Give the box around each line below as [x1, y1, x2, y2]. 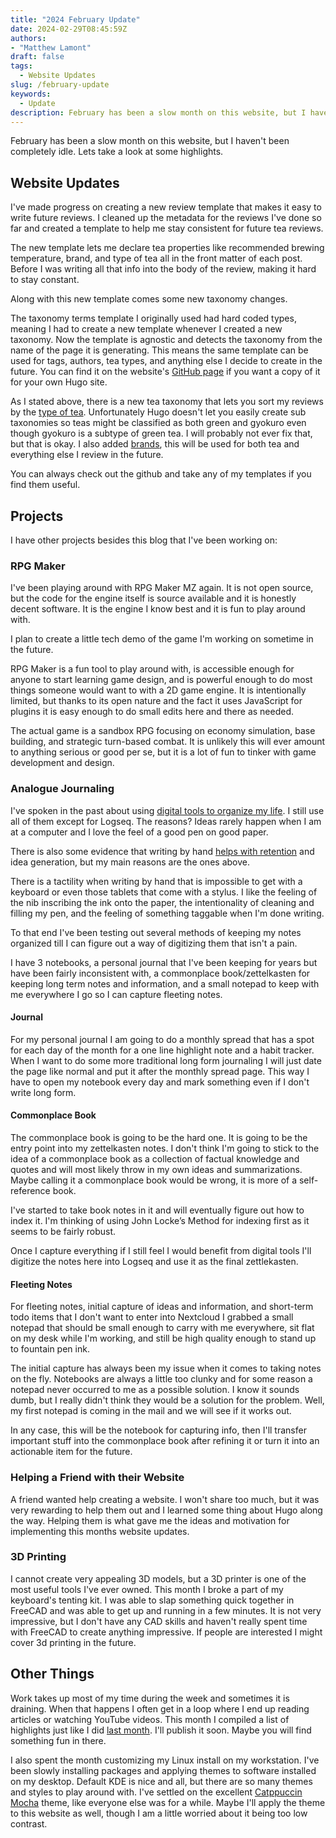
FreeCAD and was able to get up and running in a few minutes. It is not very [10, 1604, 322, 1616]
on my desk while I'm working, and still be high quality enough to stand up [10, 1332, 317, 1345]
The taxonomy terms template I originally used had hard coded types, [10, 312, 297, 325]
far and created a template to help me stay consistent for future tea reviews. [10, 222, 324, 235]
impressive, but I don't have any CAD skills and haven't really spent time [10, 1615, 308, 1627]
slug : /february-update [10, 80, 110, 90]
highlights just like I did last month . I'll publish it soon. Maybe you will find [10, 1724, 312, 1736]
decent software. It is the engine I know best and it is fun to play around [10, 603, 306, 615]
